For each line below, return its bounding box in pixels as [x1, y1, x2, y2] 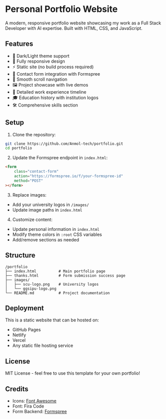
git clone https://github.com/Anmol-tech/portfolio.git [5, 141, 123, 146]
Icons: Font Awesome [12, 398, 57, 404]
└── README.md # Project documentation [5, 290, 110, 296]
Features [5, 40, 33, 48]
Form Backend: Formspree [12, 408, 67, 414]
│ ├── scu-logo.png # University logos [5, 282, 99, 287]
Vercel [12, 337, 26, 343]
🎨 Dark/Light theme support [12, 53, 70, 59]
